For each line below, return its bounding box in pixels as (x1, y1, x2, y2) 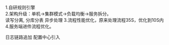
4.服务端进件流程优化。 (5, 23, 54, 29)
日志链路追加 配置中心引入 (5, 34, 60, 40)
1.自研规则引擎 (5, 5, 36, 10)
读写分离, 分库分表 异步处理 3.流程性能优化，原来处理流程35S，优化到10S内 (5, 17, 164, 23)
